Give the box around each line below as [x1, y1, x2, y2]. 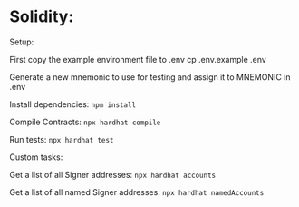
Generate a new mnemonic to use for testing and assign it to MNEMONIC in [9, 71, 291, 83]
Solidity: [9, 6, 74, 27]
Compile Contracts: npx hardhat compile [9, 116, 161, 127]
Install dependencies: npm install [9, 98, 137, 110]
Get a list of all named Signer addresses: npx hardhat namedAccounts [9, 186, 265, 197]
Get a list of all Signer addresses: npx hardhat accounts [9, 169, 217, 180]
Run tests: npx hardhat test [9, 133, 114, 144]
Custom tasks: [9, 152, 63, 163]
